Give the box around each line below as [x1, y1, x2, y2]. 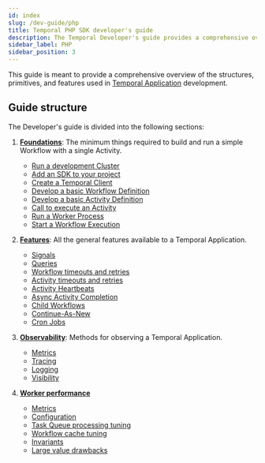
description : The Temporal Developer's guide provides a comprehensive [8, 33, 248, 42]
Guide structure [8, 101, 88, 114]
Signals [31, 250, 56, 260]
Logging [31, 364, 59, 374]
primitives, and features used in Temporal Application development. [8, 78, 228, 88]
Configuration [31, 412, 77, 421]
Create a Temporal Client [31, 177, 113, 187]
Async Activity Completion [31, 292, 118, 301]
